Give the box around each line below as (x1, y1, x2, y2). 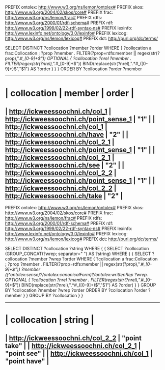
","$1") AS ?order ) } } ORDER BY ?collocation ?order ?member (16, 66, 142, 72)
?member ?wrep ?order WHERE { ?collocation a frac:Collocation (28, 256, 158, 262)
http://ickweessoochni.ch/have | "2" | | (5, 130, 129, 139)
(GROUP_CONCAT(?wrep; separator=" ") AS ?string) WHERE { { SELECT (5, 251, 151, 256)
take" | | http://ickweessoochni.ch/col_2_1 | (5, 342, 141, 350)
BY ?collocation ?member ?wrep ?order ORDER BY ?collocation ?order (5, 287, 147, 293)
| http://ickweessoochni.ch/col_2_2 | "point (5, 334, 142, 342)
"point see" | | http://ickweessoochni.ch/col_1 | (5, 349, 153, 358)
